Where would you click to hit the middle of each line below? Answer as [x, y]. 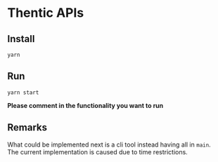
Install [21, 39]
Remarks [27, 128]
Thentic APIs [46, 13]
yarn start [23, 93]
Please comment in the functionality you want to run [85, 105]
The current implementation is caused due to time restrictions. [97, 151]
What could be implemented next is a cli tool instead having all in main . [109, 144]
